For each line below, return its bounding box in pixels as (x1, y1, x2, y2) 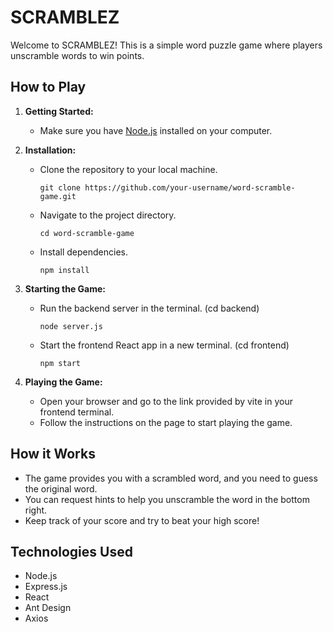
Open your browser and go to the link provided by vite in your (39, 395, 293, 407)
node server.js (39, 321, 103, 331)
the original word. (24, 482, 98, 495)
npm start (39, 358, 82, 368)
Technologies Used (10, 543, 133, 560)
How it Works (10, 446, 96, 463)
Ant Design (24, 602, 72, 614)
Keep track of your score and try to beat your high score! (24, 514, 260, 526)
